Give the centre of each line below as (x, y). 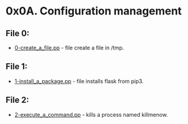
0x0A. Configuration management (94, 11)
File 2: (18, 100)
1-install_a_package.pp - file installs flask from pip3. (79, 81)
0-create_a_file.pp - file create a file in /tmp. (69, 48)
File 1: (17, 67)
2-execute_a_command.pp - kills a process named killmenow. (91, 114)
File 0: (18, 33)
